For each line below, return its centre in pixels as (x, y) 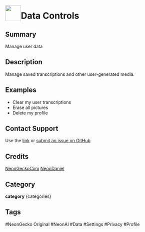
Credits (17, 156)
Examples (21, 90)
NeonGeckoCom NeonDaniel (35, 169)
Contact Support (32, 129)
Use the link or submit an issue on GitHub (48, 141)
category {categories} (28, 196)
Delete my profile (30, 112)
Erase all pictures (30, 107)
